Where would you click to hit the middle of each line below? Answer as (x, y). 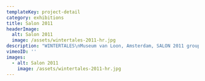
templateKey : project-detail (43, 12)
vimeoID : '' (21, 52)
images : (16, 57)
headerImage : (23, 29)
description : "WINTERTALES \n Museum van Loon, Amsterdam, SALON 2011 (95, 46)
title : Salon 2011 (30, 23)
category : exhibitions (35, 18)
